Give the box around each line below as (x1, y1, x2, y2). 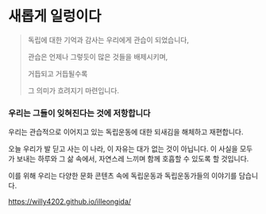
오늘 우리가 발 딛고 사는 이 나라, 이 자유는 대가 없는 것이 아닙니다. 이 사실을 (8, 144, 238, 154)
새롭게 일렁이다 (8, 7, 102, 25)
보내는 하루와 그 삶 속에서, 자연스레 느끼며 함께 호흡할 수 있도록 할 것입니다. (16, 154, 249, 164)
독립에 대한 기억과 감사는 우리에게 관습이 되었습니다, (27, 35, 189, 45)
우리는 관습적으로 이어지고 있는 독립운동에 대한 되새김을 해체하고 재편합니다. (8, 127, 244, 137)
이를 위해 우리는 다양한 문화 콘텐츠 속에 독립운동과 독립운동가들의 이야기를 (8, 171, 237, 181)
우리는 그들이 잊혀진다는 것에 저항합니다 (8, 107, 151, 119)
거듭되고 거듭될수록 (27, 68, 88, 78)
